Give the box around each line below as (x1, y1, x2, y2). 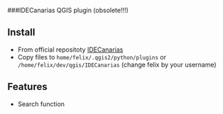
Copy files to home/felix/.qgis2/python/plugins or (17, 52, 167, 61)
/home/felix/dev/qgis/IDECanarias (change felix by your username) (17, 60, 217, 69)
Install (7, 26, 36, 38)
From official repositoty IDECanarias (17, 45, 124, 54)
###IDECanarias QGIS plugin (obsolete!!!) (7, 6, 129, 14)
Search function (17, 99, 65, 108)
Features (7, 81, 48, 93)
